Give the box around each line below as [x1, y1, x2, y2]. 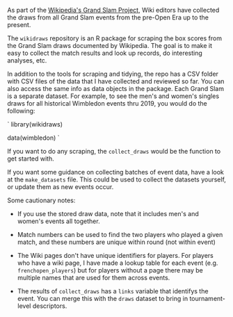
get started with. [7, 154, 54, 163]
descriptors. [32, 302, 67, 310]
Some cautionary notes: [7, 196, 76, 204]
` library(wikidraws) [7, 120, 63, 128]
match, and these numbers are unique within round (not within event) [17, 238, 216, 246]
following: [7, 107, 35, 115]
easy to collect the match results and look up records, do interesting [7, 49, 203, 57]
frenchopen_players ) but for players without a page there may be [17, 266, 203, 274]
